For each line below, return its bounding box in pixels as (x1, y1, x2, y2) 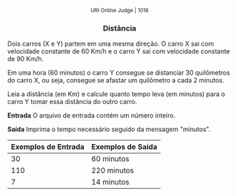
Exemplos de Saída (91, 142, 158, 152)
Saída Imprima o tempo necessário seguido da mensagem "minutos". (7, 125, 211, 134)
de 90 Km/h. (7, 55, 44, 63)
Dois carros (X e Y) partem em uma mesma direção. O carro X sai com (7, 39, 214, 48)
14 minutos (91, 177, 130, 187)
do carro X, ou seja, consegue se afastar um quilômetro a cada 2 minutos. (7, 76, 225, 85)
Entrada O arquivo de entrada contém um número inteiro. (7, 111, 176, 120)
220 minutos (91, 165, 135, 175)
